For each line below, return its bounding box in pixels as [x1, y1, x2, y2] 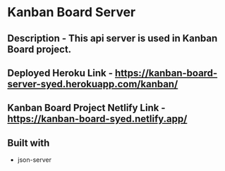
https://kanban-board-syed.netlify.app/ [7, 113, 188, 125]
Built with [7, 137, 50, 148]
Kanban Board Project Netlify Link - [7, 102, 166, 114]
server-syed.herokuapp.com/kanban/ [7, 78, 178, 90]
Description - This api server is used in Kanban [7, 32, 218, 44]
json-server [17, 156, 51, 164]
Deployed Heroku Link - [7, 67, 114, 79]
